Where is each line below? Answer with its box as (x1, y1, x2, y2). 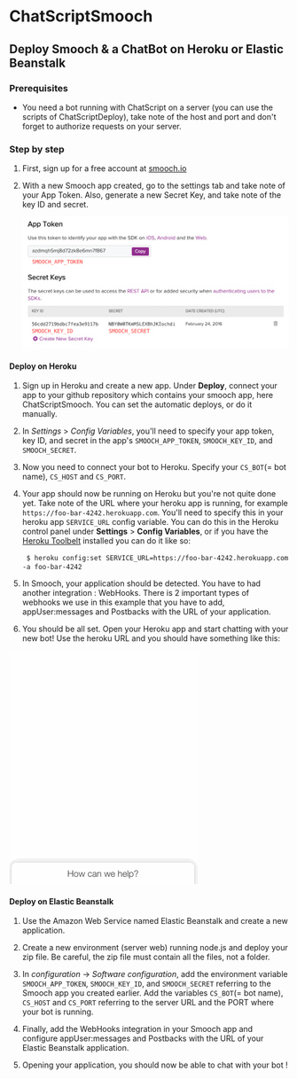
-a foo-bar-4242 (21, 563, 82, 572)
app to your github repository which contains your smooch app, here (21, 390, 273, 401)
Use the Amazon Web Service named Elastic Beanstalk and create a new (21, 916, 288, 927)
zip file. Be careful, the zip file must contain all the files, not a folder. (21, 951, 270, 963)
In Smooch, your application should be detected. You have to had (21, 578, 262, 589)
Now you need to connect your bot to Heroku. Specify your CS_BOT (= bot (21, 462, 286, 473)
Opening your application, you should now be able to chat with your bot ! (21, 1059, 288, 1070)
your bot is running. (21, 1006, 94, 1017)
